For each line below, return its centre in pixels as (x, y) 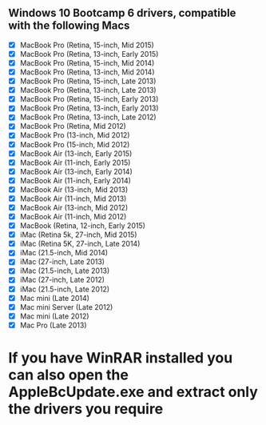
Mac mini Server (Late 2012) (66, 307)
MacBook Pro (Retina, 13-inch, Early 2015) (89, 54)
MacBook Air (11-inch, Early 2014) (75, 180)
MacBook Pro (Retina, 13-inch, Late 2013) (88, 90)
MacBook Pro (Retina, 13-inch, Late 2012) (88, 117)
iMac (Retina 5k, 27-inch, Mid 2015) (78, 235)
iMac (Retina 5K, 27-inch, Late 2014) (80, 244)
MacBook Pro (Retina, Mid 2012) (73, 126)
